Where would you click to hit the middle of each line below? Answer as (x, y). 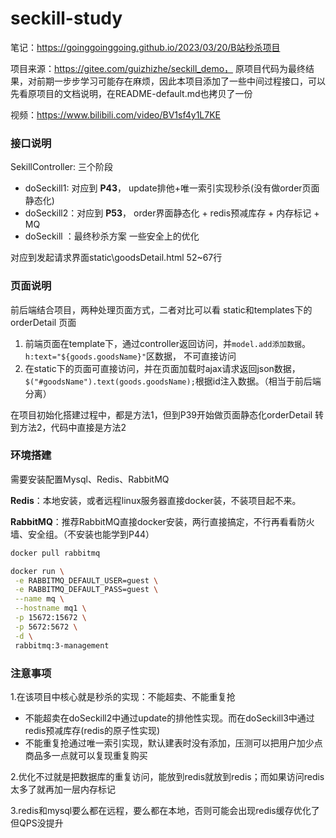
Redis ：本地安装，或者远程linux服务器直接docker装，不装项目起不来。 (156, 500)
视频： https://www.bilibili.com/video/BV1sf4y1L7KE (116, 114)
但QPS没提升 (37, 823)
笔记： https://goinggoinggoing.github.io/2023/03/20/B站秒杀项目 (145, 47)
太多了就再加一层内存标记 (63, 789)
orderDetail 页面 (43, 322)
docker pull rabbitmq (55, 553)
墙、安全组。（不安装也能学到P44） (82, 534)
